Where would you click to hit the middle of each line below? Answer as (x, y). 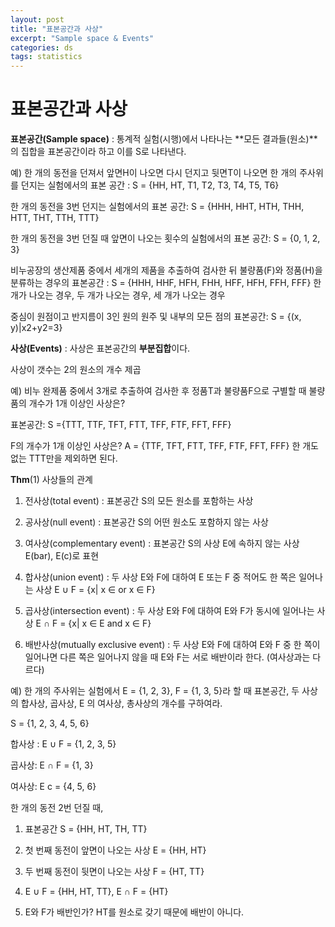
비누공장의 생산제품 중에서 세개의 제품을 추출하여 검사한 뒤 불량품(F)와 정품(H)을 (166, 270)
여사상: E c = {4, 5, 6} (53, 787)
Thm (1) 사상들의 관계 (51, 480)
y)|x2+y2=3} (36, 328)
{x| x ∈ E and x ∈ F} (110, 623)
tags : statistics (46, 57)
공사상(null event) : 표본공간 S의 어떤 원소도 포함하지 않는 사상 (146, 522)
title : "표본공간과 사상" (57, 29)
